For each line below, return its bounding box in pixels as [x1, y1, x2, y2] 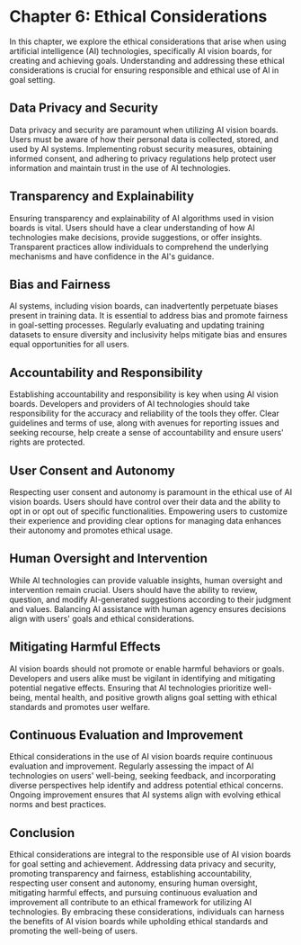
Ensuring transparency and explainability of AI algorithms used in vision [9, 212, 274, 223]
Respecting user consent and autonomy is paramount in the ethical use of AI [9, 487, 293, 497]
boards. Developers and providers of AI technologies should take [9, 399, 250, 409]
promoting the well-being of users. [9, 925, 137, 937]
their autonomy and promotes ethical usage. [9, 525, 173, 535]
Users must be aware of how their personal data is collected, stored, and [9, 133, 279, 145]
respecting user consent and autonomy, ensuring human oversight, [9, 877, 258, 888]
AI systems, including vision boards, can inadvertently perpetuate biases [9, 301, 279, 311]
